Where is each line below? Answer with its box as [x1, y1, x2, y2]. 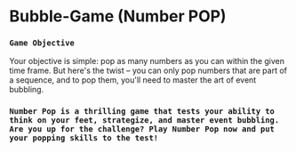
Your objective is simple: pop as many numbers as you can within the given [9, 56, 285, 67]
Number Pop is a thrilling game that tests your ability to [9, 107, 276, 116]
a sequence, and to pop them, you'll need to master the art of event [9, 75, 257, 85]
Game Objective [9, 38, 76, 48]
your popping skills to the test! [9, 133, 158, 143]
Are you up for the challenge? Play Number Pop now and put [9, 124, 276, 134]
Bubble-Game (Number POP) [9, 6, 227, 27]
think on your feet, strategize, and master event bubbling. [9, 116, 280, 125]
